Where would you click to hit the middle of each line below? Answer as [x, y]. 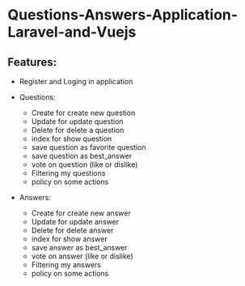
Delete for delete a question [78, 130]
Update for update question [77, 122]
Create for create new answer [81, 213]
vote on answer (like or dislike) [82, 256]
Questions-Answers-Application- [123, 15]
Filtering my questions [68, 173]
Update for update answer [75, 222]
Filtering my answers [66, 265]
